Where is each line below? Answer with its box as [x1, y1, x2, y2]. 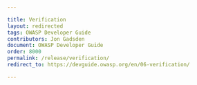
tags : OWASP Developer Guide [7, 29, 91, 36]
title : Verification [7, 16, 67, 23]
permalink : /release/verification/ [7, 55, 110, 62]
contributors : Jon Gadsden [7, 35, 85, 42]
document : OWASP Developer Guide [7, 42, 104, 49]
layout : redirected [7, 22, 64, 30]
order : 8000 [7, 48, 41, 55]
